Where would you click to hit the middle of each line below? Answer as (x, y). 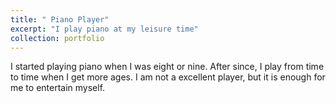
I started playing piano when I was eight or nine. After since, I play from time (167, 67)
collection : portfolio (57, 38)
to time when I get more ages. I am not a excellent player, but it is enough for (168, 77)
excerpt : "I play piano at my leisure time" (104, 29)
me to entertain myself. (58, 88)
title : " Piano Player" (60, 19)
